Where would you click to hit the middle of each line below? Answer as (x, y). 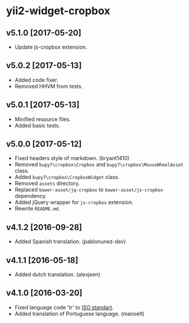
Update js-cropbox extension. (51, 47)
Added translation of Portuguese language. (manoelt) (79, 314)
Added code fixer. (36, 80)
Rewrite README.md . (37, 209)
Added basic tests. (38, 125)
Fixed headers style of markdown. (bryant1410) (72, 158)
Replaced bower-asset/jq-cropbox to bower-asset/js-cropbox (89, 190)
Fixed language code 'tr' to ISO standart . (64, 307)
